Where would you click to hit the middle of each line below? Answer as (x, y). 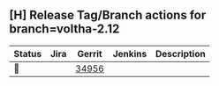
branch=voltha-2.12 (64, 29)
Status (28, 54)
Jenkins (130, 54)
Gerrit (90, 54)
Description (181, 54)
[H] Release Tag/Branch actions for (108, 15)
